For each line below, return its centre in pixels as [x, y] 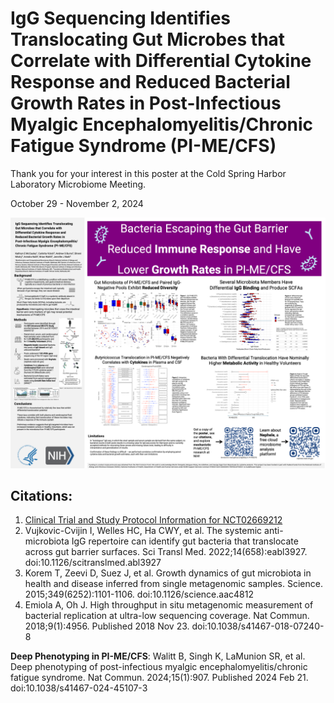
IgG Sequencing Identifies [121, 18]
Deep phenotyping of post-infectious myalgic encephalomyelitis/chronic [159, 667]
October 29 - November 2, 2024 [77, 203]
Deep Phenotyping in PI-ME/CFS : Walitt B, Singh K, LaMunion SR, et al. [158, 656]
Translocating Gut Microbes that [148, 39]
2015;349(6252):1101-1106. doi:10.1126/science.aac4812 [139, 594]
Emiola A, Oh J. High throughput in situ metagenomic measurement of [169, 605]
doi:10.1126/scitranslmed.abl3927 [93, 563]
